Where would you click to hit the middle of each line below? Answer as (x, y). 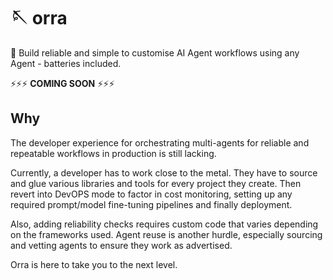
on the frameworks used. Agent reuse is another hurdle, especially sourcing (166, 234)
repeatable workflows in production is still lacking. (113, 153)
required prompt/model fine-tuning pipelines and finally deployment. (151, 204)
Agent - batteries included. (66, 63)
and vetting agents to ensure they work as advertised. (121, 245)
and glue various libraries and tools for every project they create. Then (156, 183)
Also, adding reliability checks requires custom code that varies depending (164, 224)
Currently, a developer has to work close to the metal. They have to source (164, 172)
